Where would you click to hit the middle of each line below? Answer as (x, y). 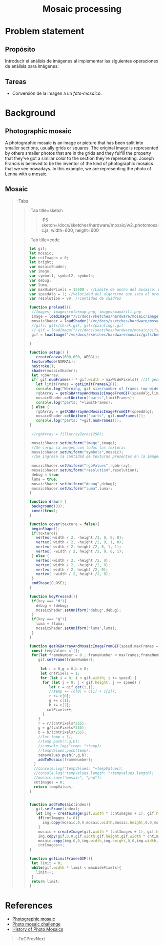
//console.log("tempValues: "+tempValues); (78, 769)
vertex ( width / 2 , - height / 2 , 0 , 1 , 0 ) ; (80, 542)
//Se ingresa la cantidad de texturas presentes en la (88, 457)
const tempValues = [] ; (56, 651)
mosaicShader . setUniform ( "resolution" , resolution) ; (85, 470)
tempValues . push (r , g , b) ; (63, 755)
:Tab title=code (44, 240)
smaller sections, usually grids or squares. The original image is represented (82, 148)
